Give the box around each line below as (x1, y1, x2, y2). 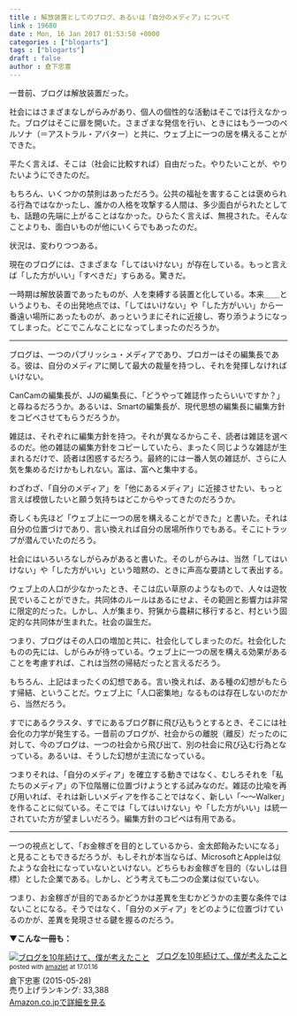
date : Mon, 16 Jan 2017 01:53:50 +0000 (9, 29, 161, 38)
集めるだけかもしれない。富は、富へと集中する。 (24, 463, 203, 474)
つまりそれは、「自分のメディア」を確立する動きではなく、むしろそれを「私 (9, 768, 285, 779)
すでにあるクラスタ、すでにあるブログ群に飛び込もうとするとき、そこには (9, 717, 279, 728)
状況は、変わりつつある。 (9, 240, 103, 250)
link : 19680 (9, 21, 57, 30)
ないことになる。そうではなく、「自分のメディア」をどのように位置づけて (9, 903, 277, 913)
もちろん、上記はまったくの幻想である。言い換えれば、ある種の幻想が (9, 676, 265, 686)
